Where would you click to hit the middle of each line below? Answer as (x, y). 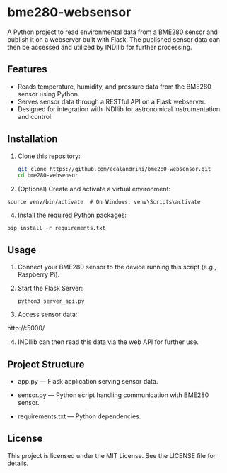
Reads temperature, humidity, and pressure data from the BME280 (115, 87)
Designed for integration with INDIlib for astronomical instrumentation (119, 109)
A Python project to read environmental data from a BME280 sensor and (112, 32)
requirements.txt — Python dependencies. (79, 416)
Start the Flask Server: (50, 289)
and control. (35, 116)
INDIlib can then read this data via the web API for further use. (108, 342)
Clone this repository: (49, 156)
